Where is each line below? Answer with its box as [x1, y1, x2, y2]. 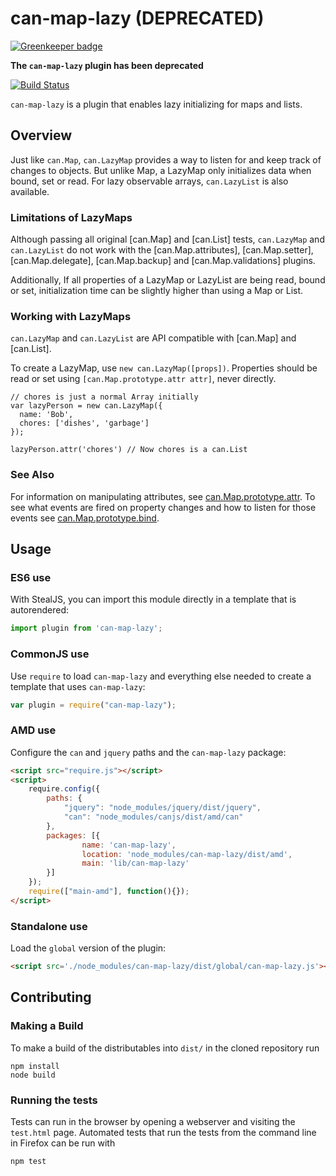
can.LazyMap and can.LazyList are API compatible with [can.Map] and [10, 332, 297, 344]
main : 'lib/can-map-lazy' [81, 858, 190, 869]
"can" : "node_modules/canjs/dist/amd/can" [63, 812, 244, 822]
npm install [10, 1061, 60, 1071]
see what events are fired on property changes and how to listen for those [10, 501, 317, 513]
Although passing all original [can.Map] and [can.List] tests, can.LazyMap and [10, 233, 325, 246]
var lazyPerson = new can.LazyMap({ [10, 401, 163, 411]
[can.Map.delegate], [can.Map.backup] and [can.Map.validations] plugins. [10, 255, 316, 267]
